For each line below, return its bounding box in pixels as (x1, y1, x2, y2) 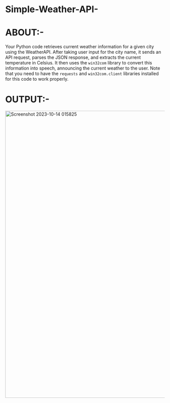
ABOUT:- (5, 27, 44, 39)
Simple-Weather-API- (5, 4, 99, 15)
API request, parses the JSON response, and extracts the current (5, 54, 141, 60)
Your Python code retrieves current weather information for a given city (5, 44, 154, 50)
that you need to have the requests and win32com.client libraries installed (5, 71, 159, 77)
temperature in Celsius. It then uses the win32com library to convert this (5, 60, 152, 66)
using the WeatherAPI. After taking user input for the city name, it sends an (5, 49, 161, 55)
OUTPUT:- (5, 94, 50, 105)
